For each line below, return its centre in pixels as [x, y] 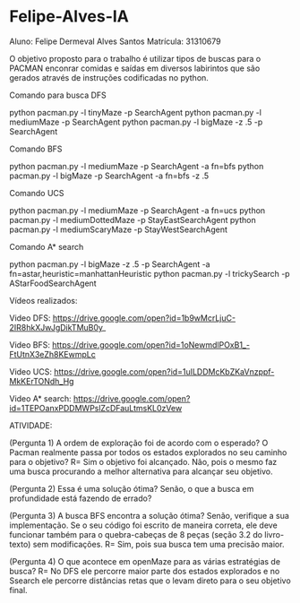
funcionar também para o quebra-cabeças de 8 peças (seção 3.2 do [136, 534]
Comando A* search [47, 246]
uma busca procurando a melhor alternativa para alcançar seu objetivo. [141, 471]
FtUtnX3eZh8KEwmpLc [52, 354]
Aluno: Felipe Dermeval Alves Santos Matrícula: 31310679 [115, 41]
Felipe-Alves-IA [69, 17]
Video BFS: [30, 345]
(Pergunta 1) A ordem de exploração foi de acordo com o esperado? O [139, 443]
